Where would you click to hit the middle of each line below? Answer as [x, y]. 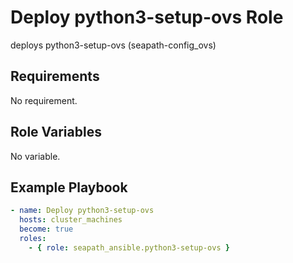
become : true [46, 229]
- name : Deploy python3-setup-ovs [82, 211]
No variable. [35, 156]
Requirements [55, 76]
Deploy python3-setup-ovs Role [147, 17]
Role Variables [56, 132]
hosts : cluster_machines [71, 220]
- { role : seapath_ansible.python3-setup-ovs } [129, 247]
